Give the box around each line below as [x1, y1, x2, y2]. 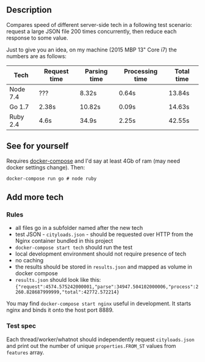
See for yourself [6, 141, 69, 152]
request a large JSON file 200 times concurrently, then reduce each [6, 28, 177, 35]
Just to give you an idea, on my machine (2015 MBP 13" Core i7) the [6, 46, 177, 53]
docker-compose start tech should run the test [15, 244, 133, 251]
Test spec [6, 322, 37, 330]
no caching [15, 257, 44, 264]
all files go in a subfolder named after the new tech [15, 224, 143, 232]
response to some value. [6, 34, 68, 42]
